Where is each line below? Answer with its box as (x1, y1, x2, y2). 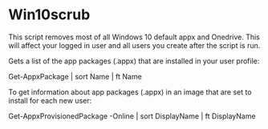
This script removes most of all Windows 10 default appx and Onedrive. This (8, 32, 261, 42)
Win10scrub (8, 6, 91, 24)
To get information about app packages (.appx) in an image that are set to (8, 87, 252, 97)
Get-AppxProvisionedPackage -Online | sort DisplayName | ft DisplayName (8, 111, 256, 121)
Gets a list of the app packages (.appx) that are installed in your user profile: (8, 56, 260, 66)
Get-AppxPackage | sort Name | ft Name (8, 71, 142, 81)
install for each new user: (8, 95, 92, 105)
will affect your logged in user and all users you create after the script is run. (8, 40, 261, 50)
